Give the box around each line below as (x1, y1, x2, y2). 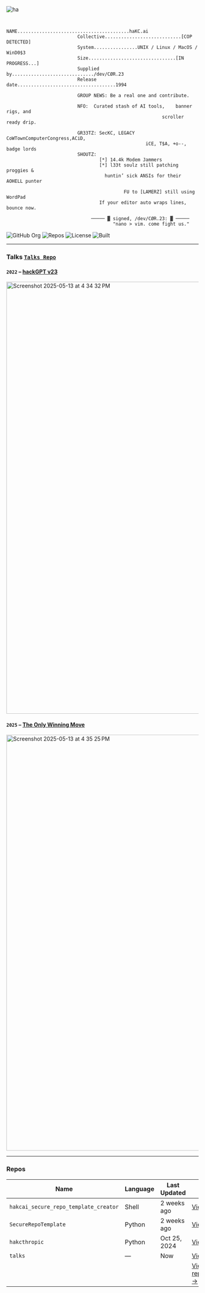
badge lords (6, 146, 37, 152)
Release (77, 76, 97, 83)
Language (124, 1184, 154, 1193)
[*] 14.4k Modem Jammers (99, 157, 163, 163)
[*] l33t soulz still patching (99, 162, 179, 168)
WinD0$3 (6, 50, 26, 56)
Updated (160, 1188, 186, 1197)
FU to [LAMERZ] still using (123, 189, 195, 195)
